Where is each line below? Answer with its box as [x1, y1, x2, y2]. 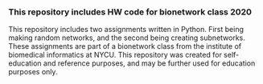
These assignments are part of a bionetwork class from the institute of [8, 42, 242, 51]
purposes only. [8, 67, 58, 77]
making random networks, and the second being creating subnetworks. [8, 33, 245, 42]
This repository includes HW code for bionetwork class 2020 [8, 6, 252, 18]
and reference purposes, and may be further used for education [43, 58, 256, 68]
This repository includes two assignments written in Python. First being [8, 25, 244, 34]
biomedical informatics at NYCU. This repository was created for [8, 50, 223, 60]
